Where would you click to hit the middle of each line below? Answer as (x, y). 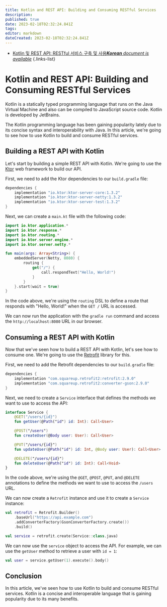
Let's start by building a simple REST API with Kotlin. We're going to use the (83, 163)
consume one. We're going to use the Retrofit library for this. (68, 355)
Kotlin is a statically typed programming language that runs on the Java (79, 104)
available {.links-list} (34, 59)
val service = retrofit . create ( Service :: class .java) (62, 536)
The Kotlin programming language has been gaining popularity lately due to (83, 124)
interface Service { (27, 412)
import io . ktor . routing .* (32, 235)
